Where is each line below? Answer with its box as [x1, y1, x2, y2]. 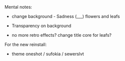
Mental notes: [4, 4, 32, 10]
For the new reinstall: [4, 42, 47, 47]
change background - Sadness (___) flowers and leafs [11, 14, 120, 19]
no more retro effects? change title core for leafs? [11, 32, 112, 38]
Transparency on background [11, 23, 72, 29]
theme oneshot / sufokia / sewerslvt [11, 51, 84, 57]
